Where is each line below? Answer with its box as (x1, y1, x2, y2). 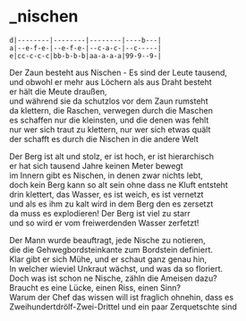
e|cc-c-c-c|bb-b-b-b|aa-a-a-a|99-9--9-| (9, 51, 163, 60)
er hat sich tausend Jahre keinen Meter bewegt (9, 160, 183, 171)
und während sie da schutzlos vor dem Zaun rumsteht (9, 96, 208, 106)
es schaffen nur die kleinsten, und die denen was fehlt (9, 114, 209, 125)
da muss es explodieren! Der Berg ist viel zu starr (9, 207, 191, 218)
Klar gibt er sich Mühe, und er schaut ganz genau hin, (9, 253, 208, 265)
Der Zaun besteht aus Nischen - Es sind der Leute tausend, (9, 67, 228, 78)
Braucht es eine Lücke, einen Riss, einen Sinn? (9, 282, 182, 292)
